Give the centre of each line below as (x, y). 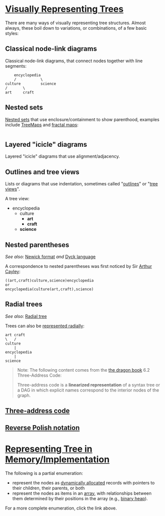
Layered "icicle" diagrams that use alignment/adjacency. (62, 156)
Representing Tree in (49, 449)
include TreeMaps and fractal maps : (42, 125)
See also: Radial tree (26, 316)
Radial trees (24, 304)
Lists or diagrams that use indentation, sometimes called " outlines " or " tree (82, 184)
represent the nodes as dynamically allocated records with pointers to (83, 482)
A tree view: (17, 199)
